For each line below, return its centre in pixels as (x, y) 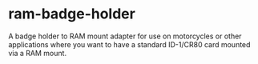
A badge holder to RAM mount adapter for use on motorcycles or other (125, 36)
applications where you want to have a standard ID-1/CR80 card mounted (129, 44)
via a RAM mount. (37, 53)
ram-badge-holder (72, 14)
